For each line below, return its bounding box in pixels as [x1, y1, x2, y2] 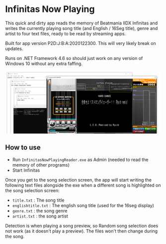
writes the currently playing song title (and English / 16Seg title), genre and [5, 25, 158, 31]
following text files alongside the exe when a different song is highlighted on [5, 182, 161, 188]
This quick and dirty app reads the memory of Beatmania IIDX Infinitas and [5, 20, 158, 26]
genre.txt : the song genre [12, 208, 68, 214]
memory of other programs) [12, 162, 70, 168]
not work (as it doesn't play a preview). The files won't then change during [5, 228, 158, 234]
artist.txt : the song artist [12, 213, 69, 219]
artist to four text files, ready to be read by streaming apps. [5, 30, 126, 36]
